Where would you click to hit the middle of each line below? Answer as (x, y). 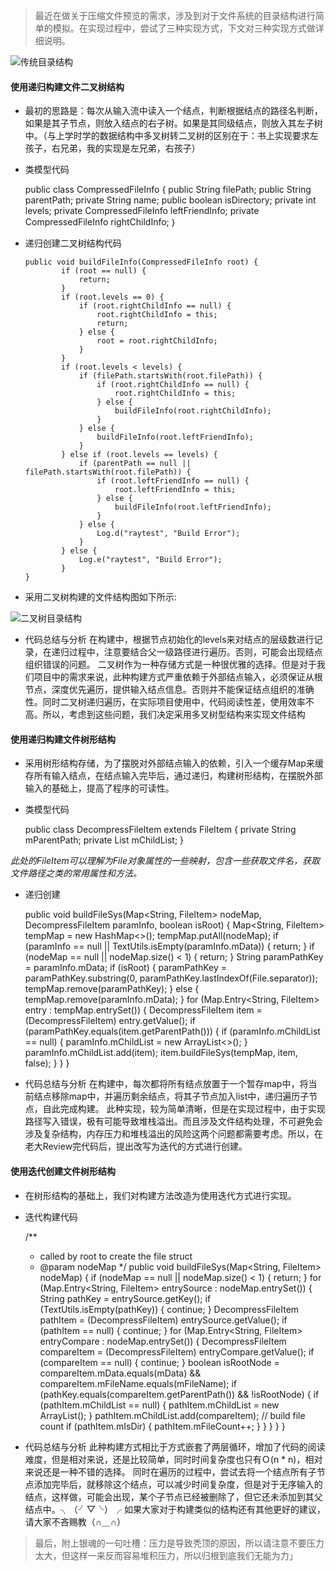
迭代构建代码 (51, 1216)
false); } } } (47, 1063)
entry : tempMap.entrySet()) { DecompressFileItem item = (143, 1010)
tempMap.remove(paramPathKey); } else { (112, 989)
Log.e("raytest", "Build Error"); (150, 560)
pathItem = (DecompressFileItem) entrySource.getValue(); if (163, 1320)
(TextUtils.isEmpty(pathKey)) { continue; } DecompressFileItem (169, 1309)
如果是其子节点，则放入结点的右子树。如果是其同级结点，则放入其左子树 (173, 123)
